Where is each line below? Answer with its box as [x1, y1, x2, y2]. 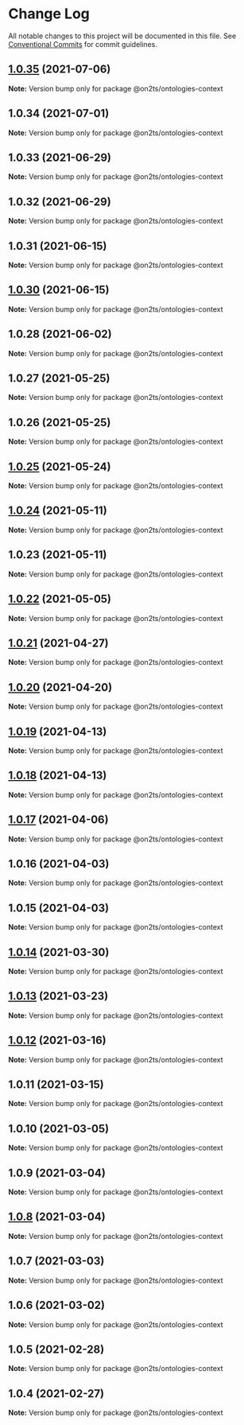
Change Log [8, 5, 90, 23]
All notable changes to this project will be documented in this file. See [8, 31, 237, 41]
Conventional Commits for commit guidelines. [8, 39, 157, 49]
